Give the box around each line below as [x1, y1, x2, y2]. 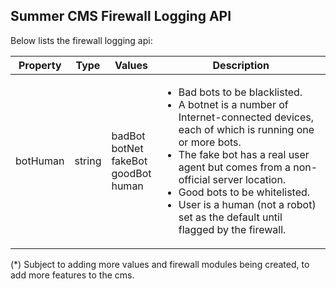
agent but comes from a [178, 160, 292, 174]
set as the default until [178, 210, 283, 224]
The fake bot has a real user [178, 147, 310, 161]
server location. [212, 172, 287, 186]
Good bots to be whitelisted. [178, 185, 311, 199]
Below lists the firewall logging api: [10, 34, 153, 46]
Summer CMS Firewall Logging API [10, 8, 232, 25]
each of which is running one [178, 122, 315, 136]
